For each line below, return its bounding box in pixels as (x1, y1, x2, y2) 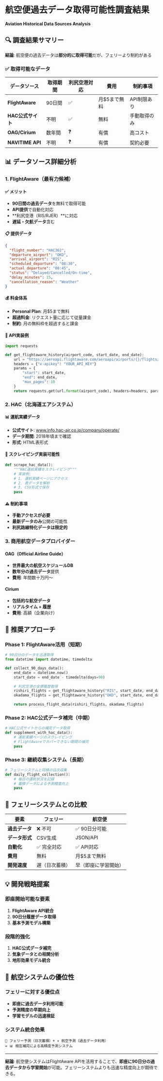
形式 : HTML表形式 (12, 439, 49, 445)
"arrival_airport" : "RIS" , (9, 257, 64, 262)
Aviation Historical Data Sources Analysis (5, 20, 91, 27)
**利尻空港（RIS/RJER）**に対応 (12, 213, 78, 218)
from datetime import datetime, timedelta (5, 657, 92, 662)
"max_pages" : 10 (22, 380, 55, 385)
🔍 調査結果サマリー (5, 36, 64, 44)
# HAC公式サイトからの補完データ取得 (5, 726, 70, 731)
